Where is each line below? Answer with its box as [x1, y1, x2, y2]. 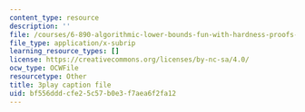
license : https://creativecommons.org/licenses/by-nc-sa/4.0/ [9, 55, 250, 64]
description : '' [9, 22, 71, 31]
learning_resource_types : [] [9, 47, 120, 56]
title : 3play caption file [9, 80, 112, 89]
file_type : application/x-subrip [9, 38, 136, 48]
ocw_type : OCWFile [9, 64, 79, 73]
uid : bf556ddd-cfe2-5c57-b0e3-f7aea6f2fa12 [9, 89, 177, 98]
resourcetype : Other [9, 72, 88, 81]
